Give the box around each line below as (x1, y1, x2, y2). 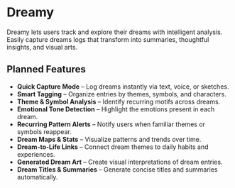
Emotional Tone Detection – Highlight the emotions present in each (16, 104, 215, 114)
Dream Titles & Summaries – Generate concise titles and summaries (16, 165, 218, 174)
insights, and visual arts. (6, 43, 78, 51)
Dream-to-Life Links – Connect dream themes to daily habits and (16, 143, 209, 151)
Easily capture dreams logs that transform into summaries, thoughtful (6, 35, 209, 43)
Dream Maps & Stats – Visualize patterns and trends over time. (16, 135, 202, 143)
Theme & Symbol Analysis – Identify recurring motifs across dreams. (16, 97, 221, 106)
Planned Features (6, 63, 87, 75)
